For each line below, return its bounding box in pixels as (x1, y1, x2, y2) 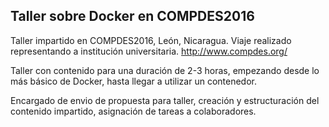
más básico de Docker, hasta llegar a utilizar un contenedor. (10, 75, 257, 87)
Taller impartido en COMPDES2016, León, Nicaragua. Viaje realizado (10, 34, 292, 46)
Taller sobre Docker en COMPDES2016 (10, 8, 255, 25)
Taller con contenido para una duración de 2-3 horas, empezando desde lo (10, 64, 320, 76)
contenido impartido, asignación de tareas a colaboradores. (10, 105, 257, 117)
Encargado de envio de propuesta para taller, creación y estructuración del (10, 94, 320, 106)
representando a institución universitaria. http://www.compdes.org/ (10, 45, 288, 57)
